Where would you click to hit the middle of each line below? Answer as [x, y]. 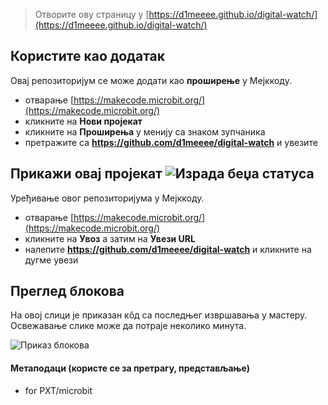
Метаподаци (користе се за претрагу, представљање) [130, 368]
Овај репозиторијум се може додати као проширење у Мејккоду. [151, 80]
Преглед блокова [67, 291]
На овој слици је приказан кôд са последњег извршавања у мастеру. [159, 315]
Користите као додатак [87, 56]
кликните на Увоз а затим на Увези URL [110, 238]
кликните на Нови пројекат [83, 121]
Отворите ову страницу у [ [92, 14]
